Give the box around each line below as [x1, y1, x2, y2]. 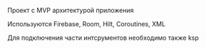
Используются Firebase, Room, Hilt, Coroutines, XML [7, 20, 166, 28]
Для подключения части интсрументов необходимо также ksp [7, 33, 200, 42]
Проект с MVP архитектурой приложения [7, 6, 134, 14]
